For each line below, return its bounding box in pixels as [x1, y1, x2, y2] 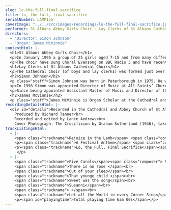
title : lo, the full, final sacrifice [5, 12, 88, 17]
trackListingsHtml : [5, 126, 47, 131]
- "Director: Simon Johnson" [10, 36, 72, 41]
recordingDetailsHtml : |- [5, 102, 60, 108]
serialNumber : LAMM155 [5, 17, 53, 22]
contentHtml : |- [5, 45, 40, 50]
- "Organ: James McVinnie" [10, 41, 67, 46]
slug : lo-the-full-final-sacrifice [5, 7, 81, 13]
